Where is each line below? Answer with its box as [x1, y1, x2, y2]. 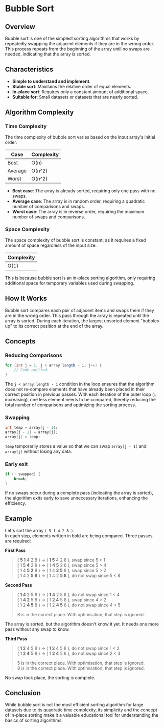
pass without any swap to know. [5, 626, 70, 632]
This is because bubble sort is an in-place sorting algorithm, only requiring [5, 275, 156, 281]
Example [5, 515, 32, 523]
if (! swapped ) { [5, 472, 41, 477]
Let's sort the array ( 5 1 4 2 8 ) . [5, 527, 75, 533]
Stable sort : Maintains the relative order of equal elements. [12, 83, 132, 89]
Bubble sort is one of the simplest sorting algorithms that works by [5, 35, 140, 41]
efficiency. [5, 500, 26, 506]
